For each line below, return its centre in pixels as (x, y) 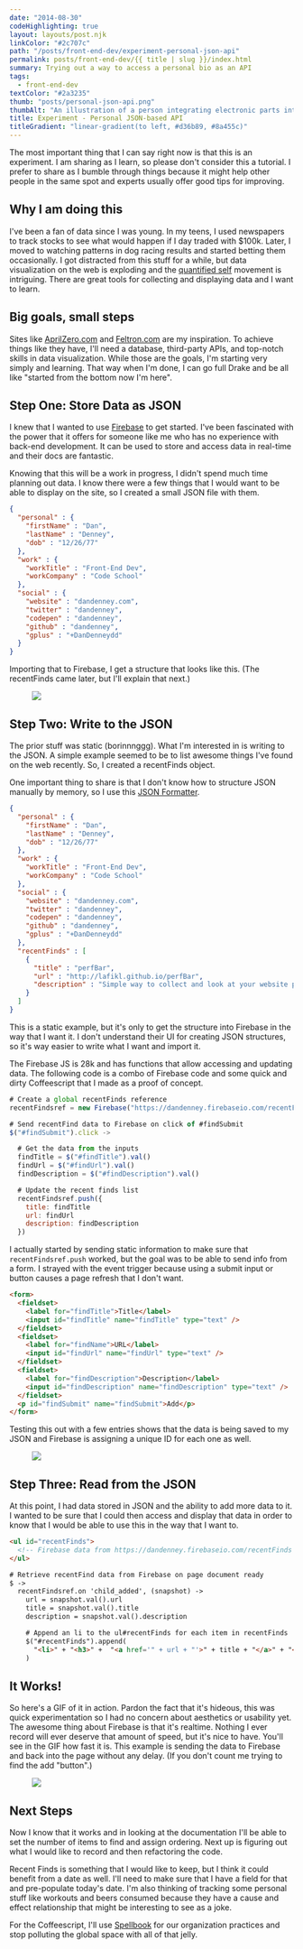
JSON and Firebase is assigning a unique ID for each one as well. (130, 1439)
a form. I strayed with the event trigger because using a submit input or (141, 1269)
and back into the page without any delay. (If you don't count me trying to (146, 1756)
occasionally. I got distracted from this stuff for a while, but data (128, 260)
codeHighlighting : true (54, 26)
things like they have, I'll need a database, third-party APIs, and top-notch (147, 348)
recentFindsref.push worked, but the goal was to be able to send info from (148, 1259)
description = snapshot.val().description (106, 1617)
